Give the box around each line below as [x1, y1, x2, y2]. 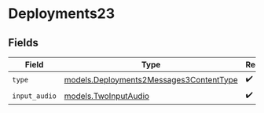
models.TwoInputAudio [64, 90, 150, 101]
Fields [8, 36, 39, 49]
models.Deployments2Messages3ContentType [64, 74, 238, 85]
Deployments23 [8, 5, 115, 23]
